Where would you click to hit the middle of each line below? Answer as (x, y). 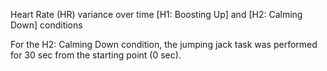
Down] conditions (46, 25)
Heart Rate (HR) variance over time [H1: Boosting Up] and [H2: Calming (156, 14)
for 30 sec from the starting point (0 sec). (96, 55)
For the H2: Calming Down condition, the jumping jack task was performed (164, 44)
